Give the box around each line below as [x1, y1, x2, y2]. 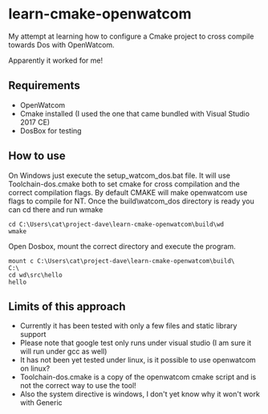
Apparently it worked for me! [8, 55, 103, 65]
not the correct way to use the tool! [19, 381, 136, 391]
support [19, 330, 47, 339]
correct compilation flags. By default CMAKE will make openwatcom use [8, 187, 248, 197]
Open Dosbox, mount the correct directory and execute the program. [8, 241, 237, 251]
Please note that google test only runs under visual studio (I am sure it [19, 338, 252, 348]
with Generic [19, 398, 63, 408]
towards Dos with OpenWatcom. [8, 39, 115, 49]
